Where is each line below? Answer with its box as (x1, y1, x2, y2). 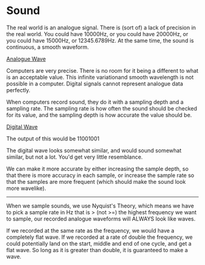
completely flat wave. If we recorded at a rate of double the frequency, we (6, 233, 193, 241)
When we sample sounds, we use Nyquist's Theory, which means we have (6, 202, 194, 209)
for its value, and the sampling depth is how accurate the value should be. (6, 111, 192, 118)
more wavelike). (6, 184, 46, 192)
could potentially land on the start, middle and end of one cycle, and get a (6, 239, 192, 247)
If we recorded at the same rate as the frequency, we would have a (6, 227, 175, 234)
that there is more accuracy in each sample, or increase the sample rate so (6, 172, 195, 179)
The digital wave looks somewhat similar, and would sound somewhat (6, 147, 182, 154)
